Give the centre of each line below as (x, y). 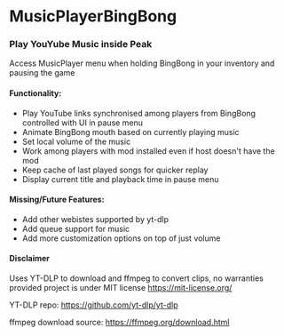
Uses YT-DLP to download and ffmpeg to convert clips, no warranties (136, 278)
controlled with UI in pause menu (83, 123)
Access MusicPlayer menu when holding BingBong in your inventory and (142, 63)
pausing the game (42, 73)
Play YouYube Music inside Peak (81, 44)
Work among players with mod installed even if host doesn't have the (148, 151)
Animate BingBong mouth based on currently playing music (130, 132)
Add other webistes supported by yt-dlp (95, 219)
